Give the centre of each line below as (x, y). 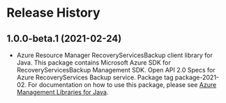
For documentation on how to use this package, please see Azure (122, 85)
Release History (53, 13)
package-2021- (197, 77)
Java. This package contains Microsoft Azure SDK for (94, 63)
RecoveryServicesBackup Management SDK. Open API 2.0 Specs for (116, 70)
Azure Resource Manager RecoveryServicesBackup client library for (115, 55)
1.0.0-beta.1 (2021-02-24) (64, 39)
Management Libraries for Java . (62, 92)
